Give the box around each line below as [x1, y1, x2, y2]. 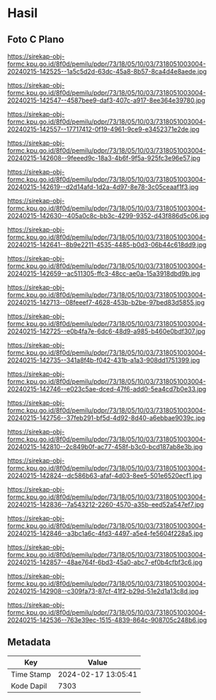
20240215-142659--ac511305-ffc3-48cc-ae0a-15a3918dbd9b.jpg [7, 269, 200, 278]
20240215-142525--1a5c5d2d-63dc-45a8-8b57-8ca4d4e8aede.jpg [7, 68, 208, 75]
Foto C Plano [7, 33, 64, 45]
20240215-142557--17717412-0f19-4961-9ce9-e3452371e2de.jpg [7, 125, 200, 133]
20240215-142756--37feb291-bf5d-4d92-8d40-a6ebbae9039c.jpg [7, 414, 205, 422]
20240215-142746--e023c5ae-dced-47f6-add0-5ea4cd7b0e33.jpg [7, 385, 207, 393]
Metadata [7, 636, 51, 648]
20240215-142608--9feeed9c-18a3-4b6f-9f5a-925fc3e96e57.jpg [7, 154, 200, 162]
